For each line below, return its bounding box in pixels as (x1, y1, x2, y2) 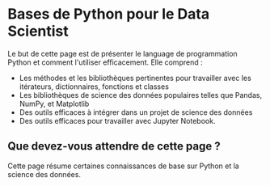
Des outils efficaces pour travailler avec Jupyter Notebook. (19, 116, 216, 125)
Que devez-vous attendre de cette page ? (7, 139, 221, 154)
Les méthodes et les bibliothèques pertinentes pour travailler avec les (19, 73, 251, 82)
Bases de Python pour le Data (7, 5, 210, 23)
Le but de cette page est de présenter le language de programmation (7, 49, 238, 58)
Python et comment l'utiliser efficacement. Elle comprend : (7, 57, 203, 67)
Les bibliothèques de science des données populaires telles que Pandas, (19, 90, 263, 99)
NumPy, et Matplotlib (19, 99, 90, 108)
